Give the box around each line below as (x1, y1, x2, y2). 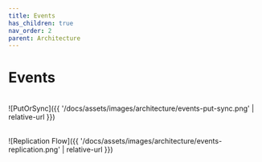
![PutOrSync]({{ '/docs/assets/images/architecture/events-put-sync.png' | (8, 103, 255, 113)
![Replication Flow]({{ (8, 136, 79, 146)
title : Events (8, 11, 56, 20)
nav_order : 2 (8, 26, 52, 34)
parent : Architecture (8, 34, 81, 43)
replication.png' (8, 145, 60, 155)
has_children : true (8, 19, 74, 27)
